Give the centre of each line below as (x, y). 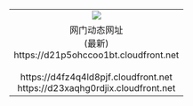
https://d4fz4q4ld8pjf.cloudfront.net (96, 77)
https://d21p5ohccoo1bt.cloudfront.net (96, 55)
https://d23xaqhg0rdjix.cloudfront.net (96, 87)
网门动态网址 (96, 30)
